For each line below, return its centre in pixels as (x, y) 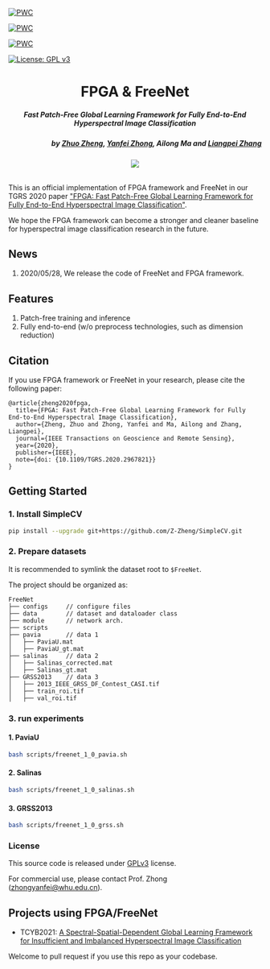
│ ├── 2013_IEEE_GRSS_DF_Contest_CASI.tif (84, 684)
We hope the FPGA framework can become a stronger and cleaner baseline (133, 220)
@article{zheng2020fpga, (50, 403)
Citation (29, 360)
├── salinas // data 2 (53, 656)
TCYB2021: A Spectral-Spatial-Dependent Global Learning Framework (136, 932)
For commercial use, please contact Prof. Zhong (88, 879)
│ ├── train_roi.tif (46, 691)
